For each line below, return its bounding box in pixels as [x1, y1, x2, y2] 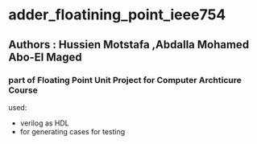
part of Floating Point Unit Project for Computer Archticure [8, 74, 242, 85]
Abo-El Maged [8, 50, 82, 64]
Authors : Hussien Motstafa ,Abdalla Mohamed [8, 38, 250, 51]
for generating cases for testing [19, 126, 126, 136]
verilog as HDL [19, 118, 70, 128]
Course [8, 84, 38, 96]
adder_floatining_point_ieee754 [8, 6, 226, 24]
